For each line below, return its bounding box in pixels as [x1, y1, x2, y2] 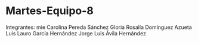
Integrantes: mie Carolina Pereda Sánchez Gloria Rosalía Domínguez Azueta [5, 24, 192, 31]
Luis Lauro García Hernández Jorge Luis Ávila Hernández [5, 29, 147, 37]
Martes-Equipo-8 [5, 4, 94, 18]
